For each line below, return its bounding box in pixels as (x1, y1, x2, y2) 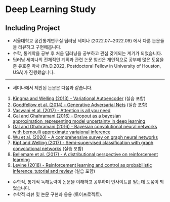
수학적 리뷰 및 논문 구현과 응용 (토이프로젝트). (12, 191, 103, 197)
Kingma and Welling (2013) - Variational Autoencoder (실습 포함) (12, 95, 146, 102)
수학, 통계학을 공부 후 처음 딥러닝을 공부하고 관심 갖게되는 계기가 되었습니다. (12, 50, 163, 56)
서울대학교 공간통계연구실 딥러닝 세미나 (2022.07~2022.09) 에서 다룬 (12, 38, 151, 43)
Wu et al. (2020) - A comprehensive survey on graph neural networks (12, 134, 158, 140)
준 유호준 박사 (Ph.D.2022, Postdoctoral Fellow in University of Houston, (12, 63, 161, 69)
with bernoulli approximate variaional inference (12, 129, 111, 135)
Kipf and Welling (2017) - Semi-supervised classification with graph (12, 140, 154, 145)
